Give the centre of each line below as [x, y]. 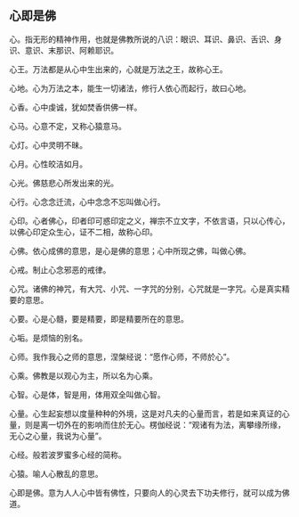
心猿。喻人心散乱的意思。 [56, 473]
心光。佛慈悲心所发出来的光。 [64, 183]
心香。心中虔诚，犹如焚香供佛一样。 [76, 107]
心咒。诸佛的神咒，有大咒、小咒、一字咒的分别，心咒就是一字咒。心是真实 [145, 289]
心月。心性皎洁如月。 [48, 164]
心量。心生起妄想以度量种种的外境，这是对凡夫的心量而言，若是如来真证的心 [149, 414]
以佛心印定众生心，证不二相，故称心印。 [83, 232]
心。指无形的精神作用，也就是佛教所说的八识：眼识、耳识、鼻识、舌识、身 [145, 39]
